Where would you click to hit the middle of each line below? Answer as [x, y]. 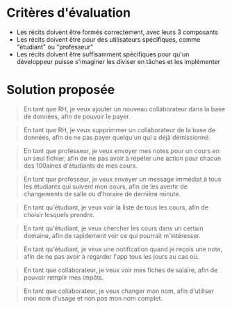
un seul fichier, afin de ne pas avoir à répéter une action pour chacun [122, 158]
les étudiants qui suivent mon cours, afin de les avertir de [106, 187]
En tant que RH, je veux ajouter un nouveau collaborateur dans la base [124, 109]
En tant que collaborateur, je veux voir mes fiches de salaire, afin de [121, 270]
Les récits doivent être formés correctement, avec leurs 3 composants [117, 32]
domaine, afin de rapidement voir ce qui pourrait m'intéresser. [112, 235]
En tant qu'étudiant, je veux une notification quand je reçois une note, [123, 249]
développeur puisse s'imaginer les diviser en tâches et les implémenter [118, 61]
